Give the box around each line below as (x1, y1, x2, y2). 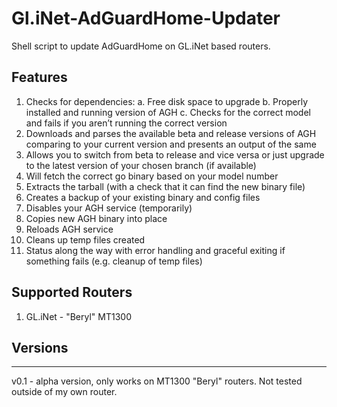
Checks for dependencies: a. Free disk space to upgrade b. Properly (25, 95, 309, 107)
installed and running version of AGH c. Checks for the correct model (25, 106, 311, 118)
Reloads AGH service (25, 223, 114, 235)
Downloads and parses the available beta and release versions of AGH (25, 127, 317, 139)
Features (11, 69, 68, 86)
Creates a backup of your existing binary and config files (25, 191, 261, 203)
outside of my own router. (11, 386, 118, 398)
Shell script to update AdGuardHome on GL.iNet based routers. (11, 40, 271, 52)
